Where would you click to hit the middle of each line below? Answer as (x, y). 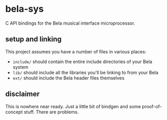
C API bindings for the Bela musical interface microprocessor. (70, 23)
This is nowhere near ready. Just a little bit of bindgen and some (73, 106)
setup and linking (34, 39)
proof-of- (152, 106)
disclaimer (23, 94)
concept (14, 112)
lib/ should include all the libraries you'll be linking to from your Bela (86, 72)
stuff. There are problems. (51, 112)
